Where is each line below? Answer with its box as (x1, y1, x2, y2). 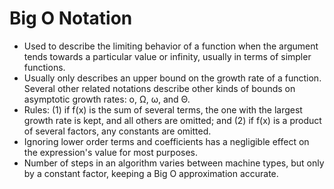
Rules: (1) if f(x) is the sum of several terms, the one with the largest (23, 103, 303, 116)
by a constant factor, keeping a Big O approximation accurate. (23, 167, 279, 179)
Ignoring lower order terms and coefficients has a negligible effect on (23, 135, 310, 147)
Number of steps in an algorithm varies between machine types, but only (23, 157, 325, 169)
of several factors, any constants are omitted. (23, 125, 212, 137)
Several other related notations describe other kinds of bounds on (23, 82, 296, 94)
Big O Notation (9, 7, 133, 30)
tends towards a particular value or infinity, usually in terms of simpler (23, 50, 312, 62)
